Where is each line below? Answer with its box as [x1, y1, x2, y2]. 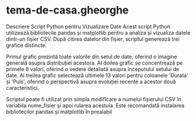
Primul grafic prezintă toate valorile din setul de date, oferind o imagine [6, 53, 177, 60]
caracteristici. [6, 84, 39, 91]
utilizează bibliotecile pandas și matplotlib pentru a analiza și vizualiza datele [6, 29, 191, 36]
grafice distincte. [6, 42, 47, 49]
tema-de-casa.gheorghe [6, 4, 129, 17]
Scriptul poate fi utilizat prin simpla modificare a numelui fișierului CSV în [6, 95, 181, 103]
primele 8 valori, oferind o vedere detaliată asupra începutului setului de [6, 65, 180, 72]
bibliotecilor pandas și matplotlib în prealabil [6, 108, 112, 115]
